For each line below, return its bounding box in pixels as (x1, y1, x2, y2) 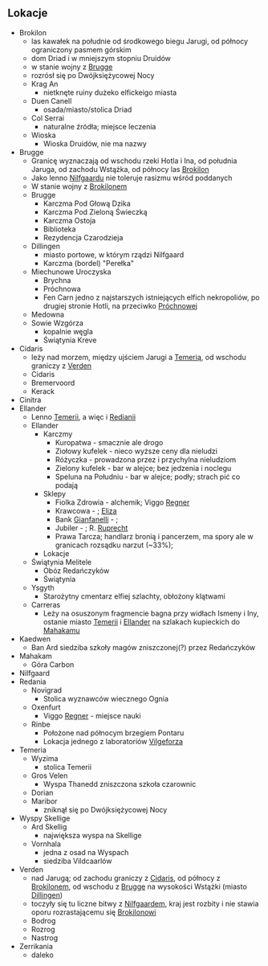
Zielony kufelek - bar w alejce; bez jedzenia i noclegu (55, 463, 232, 473)
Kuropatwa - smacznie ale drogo (55, 437, 164, 447)
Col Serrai (30, 113, 65, 123)
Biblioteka (43, 224, 76, 234)
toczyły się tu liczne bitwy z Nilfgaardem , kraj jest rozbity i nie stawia (30, 898, 259, 908)
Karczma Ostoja (43, 215, 96, 225)
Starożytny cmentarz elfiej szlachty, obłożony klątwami (43, 591, 225, 601)
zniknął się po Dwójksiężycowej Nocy (43, 804, 168, 814)
